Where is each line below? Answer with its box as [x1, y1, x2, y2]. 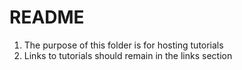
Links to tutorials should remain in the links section [23, 49, 233, 61]
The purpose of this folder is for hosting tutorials [23, 39, 224, 51]
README [9, 6, 85, 29]
